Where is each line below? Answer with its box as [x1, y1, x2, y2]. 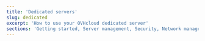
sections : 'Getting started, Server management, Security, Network [6, 25, 182, 32]
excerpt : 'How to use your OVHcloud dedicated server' [6, 20, 149, 26]
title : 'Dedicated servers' [6, 8, 78, 15]
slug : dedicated [6, 14, 48, 20]
